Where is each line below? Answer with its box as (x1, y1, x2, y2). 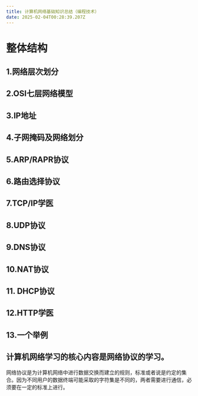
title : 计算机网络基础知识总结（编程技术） (6, 8, 100, 15)
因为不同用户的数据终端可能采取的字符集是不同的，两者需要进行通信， (16, 376, 187, 383)
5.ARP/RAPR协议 (6, 154, 69, 164)
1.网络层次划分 (6, 67, 59, 77)
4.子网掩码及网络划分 (6, 132, 84, 142)
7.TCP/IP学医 (6, 199, 54, 209)
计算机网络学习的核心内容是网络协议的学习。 (6, 352, 169, 362)
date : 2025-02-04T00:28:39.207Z (6, 14, 85, 20)
